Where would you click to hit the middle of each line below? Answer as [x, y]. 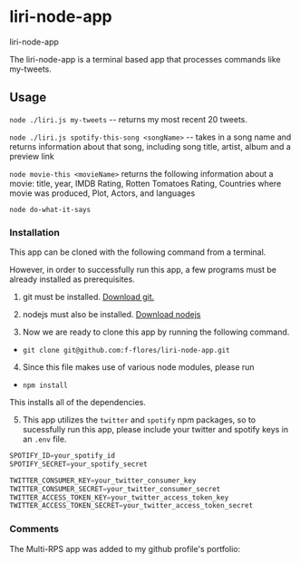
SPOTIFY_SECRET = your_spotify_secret [78, 464]
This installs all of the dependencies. [78, 403]
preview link [32, 156]
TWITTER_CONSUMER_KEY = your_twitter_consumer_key [103, 480]
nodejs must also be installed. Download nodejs [111, 315]
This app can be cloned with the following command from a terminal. [138, 252]
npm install [45, 386]
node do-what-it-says [50, 209]
